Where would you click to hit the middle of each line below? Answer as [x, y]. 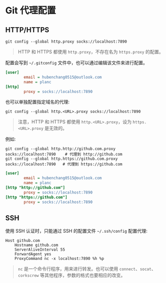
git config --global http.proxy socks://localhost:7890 [66, 42]
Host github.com [23, 241]
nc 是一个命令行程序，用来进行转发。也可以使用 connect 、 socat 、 [87, 269]
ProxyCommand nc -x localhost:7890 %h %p [59, 259]
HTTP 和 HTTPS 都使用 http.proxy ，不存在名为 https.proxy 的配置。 [91, 52]
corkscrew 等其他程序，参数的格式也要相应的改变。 [71, 275]
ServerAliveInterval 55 [40, 250]
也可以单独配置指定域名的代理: [38, 102]
